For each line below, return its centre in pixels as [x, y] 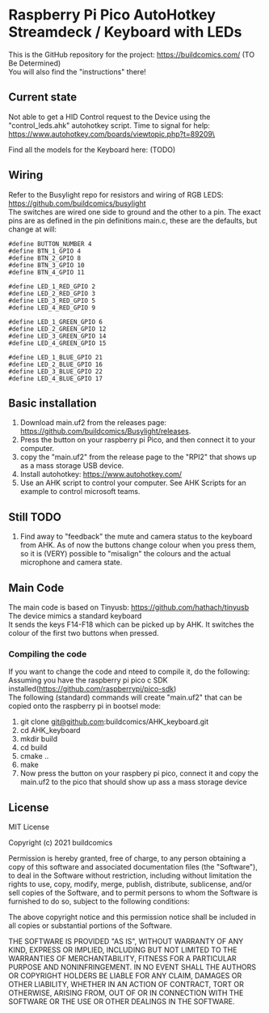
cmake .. [34, 756]
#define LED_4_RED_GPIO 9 [52, 308]
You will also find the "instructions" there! [78, 71]
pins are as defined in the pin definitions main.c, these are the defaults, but [133, 220]
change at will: [33, 229]
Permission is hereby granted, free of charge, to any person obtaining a [127, 858]
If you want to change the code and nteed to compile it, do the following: [129, 672]
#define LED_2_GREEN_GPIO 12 [57, 329]
